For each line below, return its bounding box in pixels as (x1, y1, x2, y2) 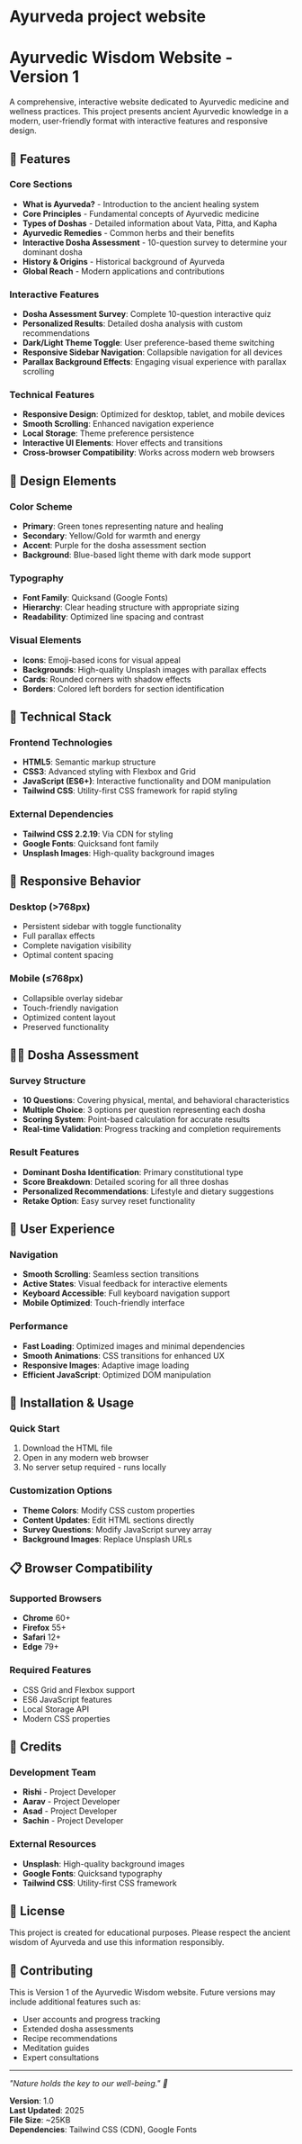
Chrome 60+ (22, 1613, 71, 1624)
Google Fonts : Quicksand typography (22, 1868, 163, 1878)
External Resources (9, 1838, 97, 1850)
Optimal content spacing (22, 950, 114, 961)
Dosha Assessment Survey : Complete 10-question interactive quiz (22, 309, 271, 320)
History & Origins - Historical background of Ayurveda (22, 256, 225, 267)
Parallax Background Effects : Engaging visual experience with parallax (22, 357, 287, 367)
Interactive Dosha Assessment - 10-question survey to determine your (22, 237, 288, 248)
